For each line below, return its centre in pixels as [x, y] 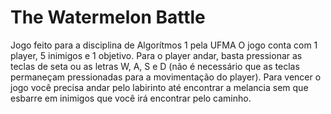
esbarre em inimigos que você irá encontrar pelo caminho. [131, 98]
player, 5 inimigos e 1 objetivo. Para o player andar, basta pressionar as [156, 55]
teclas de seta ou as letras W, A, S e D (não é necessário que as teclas [155, 66]
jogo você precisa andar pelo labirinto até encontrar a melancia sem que [159, 87]
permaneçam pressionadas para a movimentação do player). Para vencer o [166, 77]
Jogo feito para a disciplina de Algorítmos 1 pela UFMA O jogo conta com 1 [164, 45]
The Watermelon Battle [108, 17]
